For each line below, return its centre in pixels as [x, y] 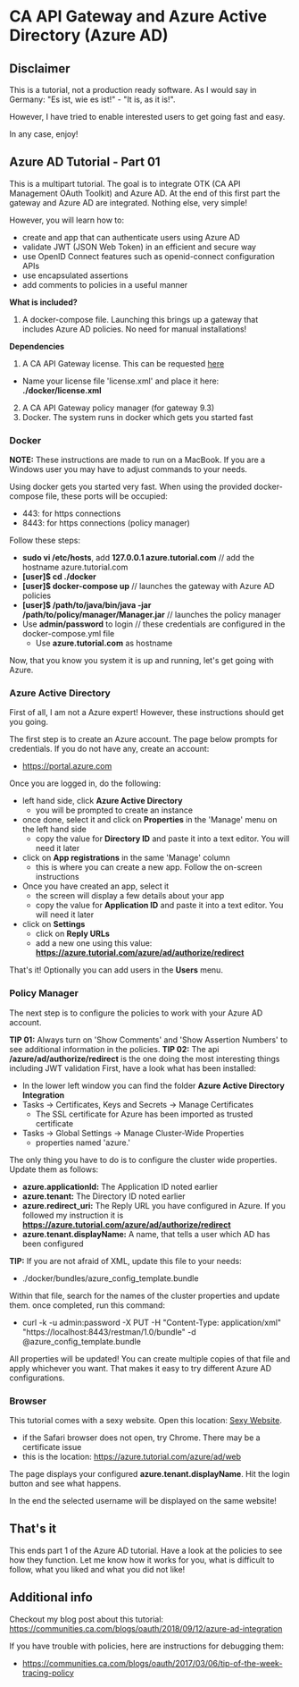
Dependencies [37, 346]
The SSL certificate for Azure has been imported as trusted [144, 1114]
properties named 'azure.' [83, 1143]
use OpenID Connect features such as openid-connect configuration [148, 256]
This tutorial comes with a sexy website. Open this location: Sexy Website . [146, 1420]
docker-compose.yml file [68, 634]
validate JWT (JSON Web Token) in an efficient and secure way [139, 247]
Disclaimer [40, 68]
